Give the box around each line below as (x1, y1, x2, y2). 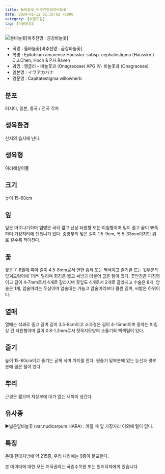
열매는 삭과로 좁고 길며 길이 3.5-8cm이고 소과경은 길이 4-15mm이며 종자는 (5, 321, 149, 327)
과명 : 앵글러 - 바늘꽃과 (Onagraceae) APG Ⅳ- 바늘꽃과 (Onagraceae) (12, 63, 149, 69)
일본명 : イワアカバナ (12, 70, 54, 75)
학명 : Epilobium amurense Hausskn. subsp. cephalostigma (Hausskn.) (12, 52, 155, 58)
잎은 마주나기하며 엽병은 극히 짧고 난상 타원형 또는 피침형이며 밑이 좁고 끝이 (5, 225, 149, 231)
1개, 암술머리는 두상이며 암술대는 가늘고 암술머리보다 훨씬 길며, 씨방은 (14, 286, 147, 292)
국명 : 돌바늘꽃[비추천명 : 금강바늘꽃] (12, 45, 82, 52)
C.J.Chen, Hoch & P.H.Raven (12, 57, 70, 63)
